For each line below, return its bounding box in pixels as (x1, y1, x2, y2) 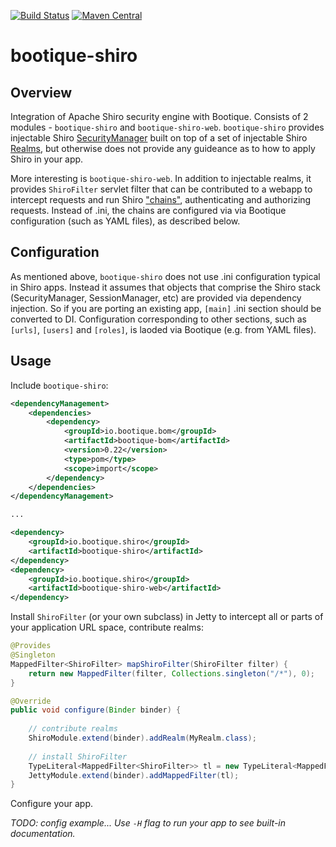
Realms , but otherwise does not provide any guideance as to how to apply (10, 143, 316, 154)
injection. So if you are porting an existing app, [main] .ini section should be (10, 302, 322, 314)
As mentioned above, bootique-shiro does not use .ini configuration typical (10, 270, 321, 282)
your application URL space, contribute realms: (10, 621, 204, 634)
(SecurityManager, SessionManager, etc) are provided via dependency (10, 291, 302, 304)
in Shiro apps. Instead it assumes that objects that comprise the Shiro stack (10, 281, 321, 293)
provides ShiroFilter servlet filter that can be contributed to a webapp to (10, 183, 313, 195)
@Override (10, 696, 52, 706)
